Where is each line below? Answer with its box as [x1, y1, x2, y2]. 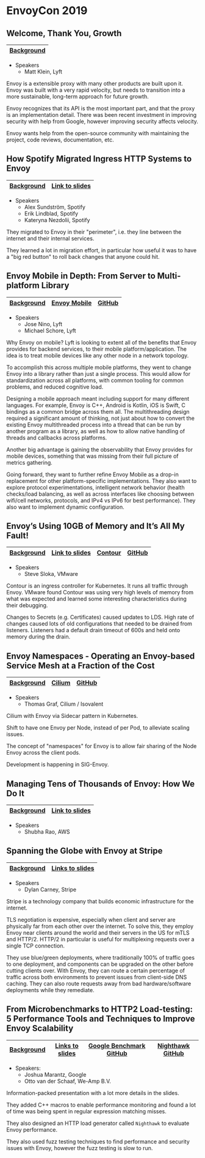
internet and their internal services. [6, 234, 95, 242]
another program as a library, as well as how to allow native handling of [6, 427, 185, 435]
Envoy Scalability [6, 1023, 74, 1034]
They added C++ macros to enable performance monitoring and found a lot [6, 1101, 196, 1108]
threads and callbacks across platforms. [6, 434, 107, 441]
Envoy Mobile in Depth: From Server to [6, 271, 156, 282]
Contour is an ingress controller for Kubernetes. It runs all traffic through [6, 582, 188, 589]
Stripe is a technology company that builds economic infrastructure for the [6, 897, 194, 905]
